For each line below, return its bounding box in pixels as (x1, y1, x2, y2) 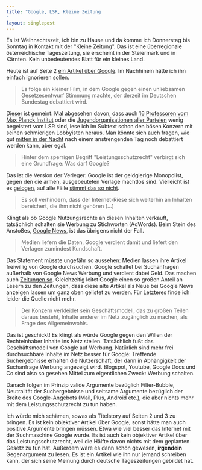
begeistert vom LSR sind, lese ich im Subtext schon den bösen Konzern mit (6, 123, 193, 130)
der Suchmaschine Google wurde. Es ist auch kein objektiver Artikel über (6, 431, 188, 439)
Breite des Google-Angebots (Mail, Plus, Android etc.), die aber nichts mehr (6, 394, 194, 401)
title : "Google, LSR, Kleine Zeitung (6, 8, 101, 15)
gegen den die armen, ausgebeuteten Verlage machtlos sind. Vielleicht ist (6, 178, 190, 186)
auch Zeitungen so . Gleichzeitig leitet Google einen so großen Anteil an (6, 276, 183, 283)
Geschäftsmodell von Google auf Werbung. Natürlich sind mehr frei (6, 344, 174, 351)
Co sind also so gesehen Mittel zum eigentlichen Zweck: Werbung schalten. (6, 370, 195, 377)
